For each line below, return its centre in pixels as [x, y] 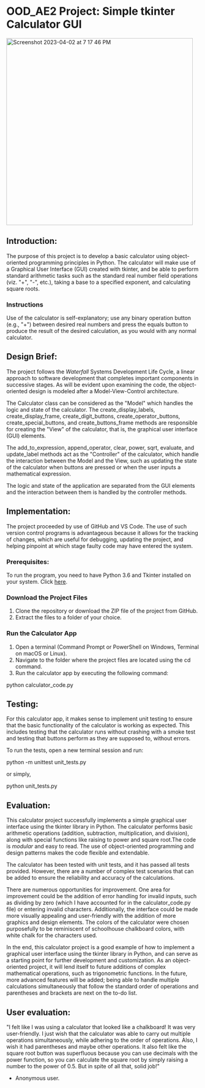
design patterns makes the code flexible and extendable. [78, 853]
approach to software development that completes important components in [102, 378]
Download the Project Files [47, 597]
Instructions [25, 304]
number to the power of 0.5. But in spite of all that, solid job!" [83, 1066]
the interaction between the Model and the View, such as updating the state [102, 460]
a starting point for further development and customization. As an [89, 960]
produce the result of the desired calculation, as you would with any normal [102, 331]
